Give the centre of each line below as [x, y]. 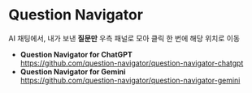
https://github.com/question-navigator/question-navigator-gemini [130, 80]
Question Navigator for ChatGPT [76, 54]
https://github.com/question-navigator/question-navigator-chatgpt [132, 63]
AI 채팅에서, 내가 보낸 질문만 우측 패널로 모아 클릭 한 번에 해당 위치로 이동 [124, 38]
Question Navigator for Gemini [73, 71]
